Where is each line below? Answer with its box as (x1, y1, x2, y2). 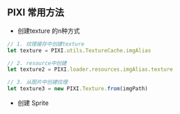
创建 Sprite (17, 99, 49, 107)
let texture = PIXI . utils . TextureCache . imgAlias (7, 47, 151, 54)
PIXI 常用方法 (7, 6, 64, 19)
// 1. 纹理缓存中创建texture (7, 41, 85, 48)
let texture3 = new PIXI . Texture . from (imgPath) (7, 85, 149, 92)
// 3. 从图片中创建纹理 (7, 79, 68, 86)
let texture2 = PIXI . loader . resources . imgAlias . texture (7, 66, 173, 73)
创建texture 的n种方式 (17, 27, 80, 35)
